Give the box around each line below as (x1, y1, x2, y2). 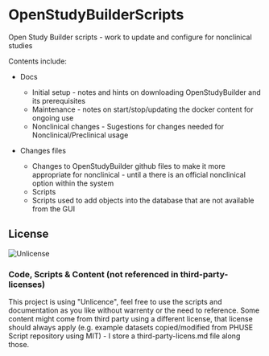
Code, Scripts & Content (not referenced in (8, 268, 179, 280)
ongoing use (31, 113, 74, 122)
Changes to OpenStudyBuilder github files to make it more (31, 161, 226, 170)
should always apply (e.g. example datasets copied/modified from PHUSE (8, 323, 254, 333)
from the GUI (31, 203, 75, 214)
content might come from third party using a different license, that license (8, 314, 254, 324)
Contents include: (8, 56, 67, 66)
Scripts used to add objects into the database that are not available (31, 195, 255, 205)
